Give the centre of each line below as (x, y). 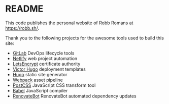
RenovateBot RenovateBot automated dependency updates (74, 96)
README (24, 9)
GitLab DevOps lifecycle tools (43, 53)
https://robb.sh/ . (22, 28)
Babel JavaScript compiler (40, 90)
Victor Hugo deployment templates (49, 69)
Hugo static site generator (40, 74)
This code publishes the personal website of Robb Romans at (69, 23)
